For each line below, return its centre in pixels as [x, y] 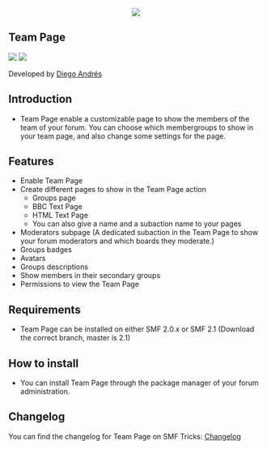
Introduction [40, 99]
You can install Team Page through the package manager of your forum [139, 383]
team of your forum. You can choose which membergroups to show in [136, 127]
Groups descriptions [54, 267]
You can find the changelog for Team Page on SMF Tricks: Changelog [125, 436]
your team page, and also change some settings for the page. [123, 136]
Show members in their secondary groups [90, 276]
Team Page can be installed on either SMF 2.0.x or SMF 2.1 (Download [137, 329]
